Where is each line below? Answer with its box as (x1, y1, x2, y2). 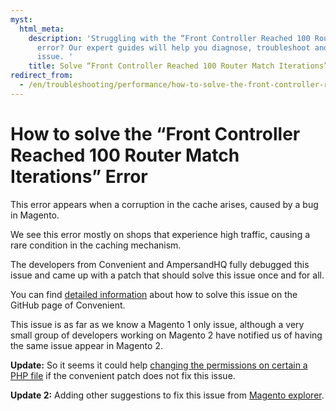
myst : (10, 14, 33, 25)
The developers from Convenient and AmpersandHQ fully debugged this (10, 258, 310, 270)
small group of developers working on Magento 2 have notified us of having (10, 329, 323, 341)
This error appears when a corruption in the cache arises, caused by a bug (10, 198, 319, 210)
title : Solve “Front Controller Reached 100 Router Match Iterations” (28, 61, 329, 71)
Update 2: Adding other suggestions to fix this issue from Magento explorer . (10, 389, 325, 401)
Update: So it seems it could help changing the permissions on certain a (10, 359, 308, 371)
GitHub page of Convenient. (10, 299, 126, 311)
